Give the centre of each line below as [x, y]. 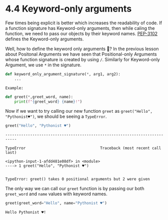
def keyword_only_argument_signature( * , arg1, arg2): [63, 74]
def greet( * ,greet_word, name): [39, 97]
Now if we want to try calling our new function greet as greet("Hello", [79, 111]
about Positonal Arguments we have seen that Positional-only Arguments [81, 54]
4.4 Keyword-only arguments [69, 9]
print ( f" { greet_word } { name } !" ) [48, 102]
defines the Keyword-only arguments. [45, 39]
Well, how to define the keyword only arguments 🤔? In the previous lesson [82, 49]
